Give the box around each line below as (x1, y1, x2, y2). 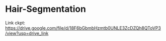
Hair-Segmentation (5, 3, 86, 15)
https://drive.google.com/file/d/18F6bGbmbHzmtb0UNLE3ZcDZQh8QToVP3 (5, 25, 161, 31)
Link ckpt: (5, 20, 26, 26)
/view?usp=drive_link (5, 30, 49, 36)
